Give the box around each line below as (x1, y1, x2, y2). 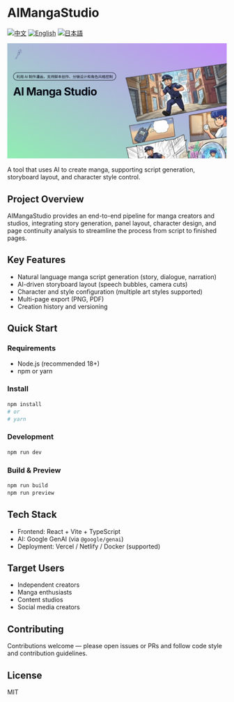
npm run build (7, 481, 49, 489)
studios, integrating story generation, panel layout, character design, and (7, 219, 217, 227)
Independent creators (17, 581, 80, 589)
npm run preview (7, 489, 54, 496)
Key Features (7, 254, 66, 266)
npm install (7, 401, 42, 408)
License (7, 669, 42, 681)
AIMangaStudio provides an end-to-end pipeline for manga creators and (7, 211, 214, 221)
